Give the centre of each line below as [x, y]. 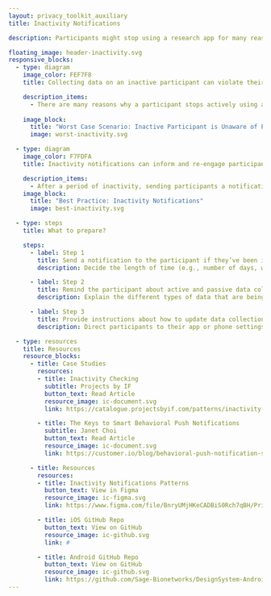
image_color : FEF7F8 [57, 75]
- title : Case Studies [68, 364]
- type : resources [47, 341]
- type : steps [39, 223]
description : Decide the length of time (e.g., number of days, [148, 268]
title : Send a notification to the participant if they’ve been [148, 260]
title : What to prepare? [65, 231]
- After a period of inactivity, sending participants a [127, 186]
